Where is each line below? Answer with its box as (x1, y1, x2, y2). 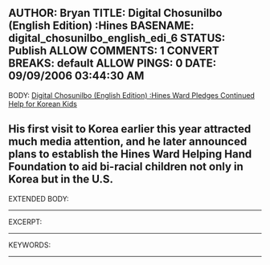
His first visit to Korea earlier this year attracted (8, 122, 252, 136)
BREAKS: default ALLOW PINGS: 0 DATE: (8, 56, 217, 71)
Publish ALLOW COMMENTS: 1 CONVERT (8, 44, 219, 58)
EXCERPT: (8, 217, 43, 226)
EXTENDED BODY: (8, 194, 70, 203)
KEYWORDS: (8, 240, 51, 250)
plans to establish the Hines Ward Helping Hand (8, 148, 252, 161)
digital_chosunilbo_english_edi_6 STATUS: (8, 31, 226, 45)
